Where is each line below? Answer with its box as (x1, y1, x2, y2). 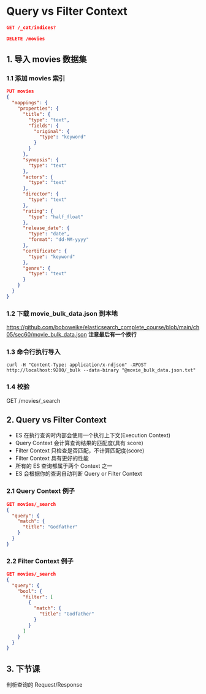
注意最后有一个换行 (88, 331, 137, 338)
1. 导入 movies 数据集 (6, 54, 87, 65)
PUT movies (6, 88, 34, 94)
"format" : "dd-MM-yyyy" (28, 237, 89, 243)
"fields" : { (28, 123, 59, 129)
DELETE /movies (6, 36, 45, 42)
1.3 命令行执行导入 (6, 348, 61, 356)
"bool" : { (17, 588, 43, 594)
